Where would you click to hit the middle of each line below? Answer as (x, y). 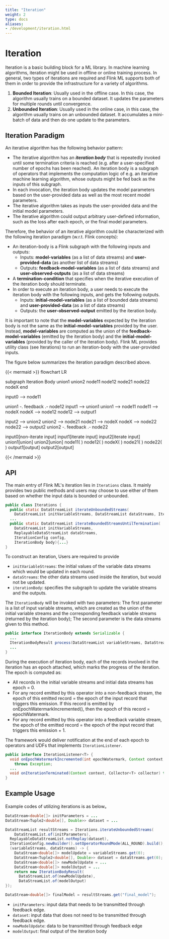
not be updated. (29, 582)
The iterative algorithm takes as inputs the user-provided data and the (85, 205)
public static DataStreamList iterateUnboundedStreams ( (69, 509)
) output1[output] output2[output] (40, 447)
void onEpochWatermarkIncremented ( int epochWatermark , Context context (87, 759)
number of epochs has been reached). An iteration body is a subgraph (85, 168)
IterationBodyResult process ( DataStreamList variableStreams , (76, 643)
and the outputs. (29, 593)
